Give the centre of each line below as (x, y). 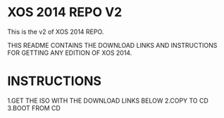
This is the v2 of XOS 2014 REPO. (56, 32)
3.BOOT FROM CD (34, 108)
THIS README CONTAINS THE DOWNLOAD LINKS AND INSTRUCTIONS (112, 45)
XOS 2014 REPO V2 (65, 12)
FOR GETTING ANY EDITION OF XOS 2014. (70, 53)
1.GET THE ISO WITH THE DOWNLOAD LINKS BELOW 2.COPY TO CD (108, 100)
